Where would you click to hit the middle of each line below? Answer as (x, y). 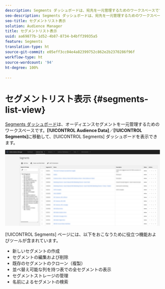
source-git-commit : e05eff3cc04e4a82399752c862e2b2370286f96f (70, 52)
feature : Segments (24, 42)
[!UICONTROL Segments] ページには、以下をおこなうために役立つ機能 (77, 234)
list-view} (25, 110)
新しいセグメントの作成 (36, 251)
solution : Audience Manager (34, 26)
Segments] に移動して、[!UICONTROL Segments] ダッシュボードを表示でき (81, 137)
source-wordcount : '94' (29, 62)
